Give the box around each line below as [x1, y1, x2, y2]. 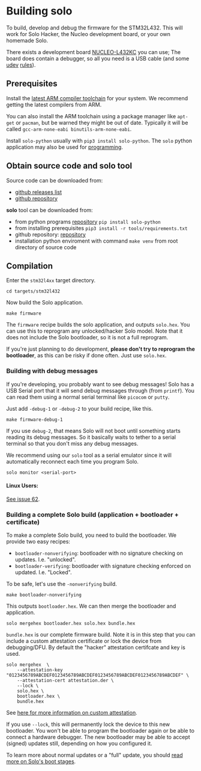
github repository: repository [14, 231, 86, 238]
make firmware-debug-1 [6, 416, 63, 423]
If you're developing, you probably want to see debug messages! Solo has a [6, 380, 194, 388]
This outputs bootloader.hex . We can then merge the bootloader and [6, 602, 176, 610]
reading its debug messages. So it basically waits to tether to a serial [6, 434, 176, 441]
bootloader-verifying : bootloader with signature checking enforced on [14, 563, 191, 570]
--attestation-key [17, 667, 63, 673]
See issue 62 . [6, 495, 40, 503]
